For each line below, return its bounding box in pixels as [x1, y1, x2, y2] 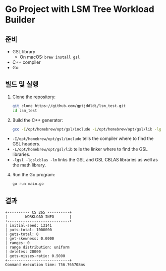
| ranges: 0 [5, 241, 30, 246]
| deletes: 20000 [5, 249, 41, 255]
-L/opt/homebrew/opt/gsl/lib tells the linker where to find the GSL [12, 146, 148, 152]
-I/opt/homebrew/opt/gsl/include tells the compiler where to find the [12, 135, 154, 141]
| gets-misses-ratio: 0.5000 [5, 254, 65, 259]
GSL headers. [12, 141, 41, 147]
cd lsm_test [12, 108, 37, 113]
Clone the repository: [12, 94, 56, 100]
